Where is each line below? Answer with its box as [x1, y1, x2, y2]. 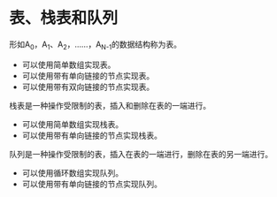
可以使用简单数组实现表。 [21, 59, 116, 70]
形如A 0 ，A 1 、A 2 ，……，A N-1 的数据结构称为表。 [9, 39, 181, 51]
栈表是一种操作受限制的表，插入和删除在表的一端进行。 [9, 100, 211, 110]
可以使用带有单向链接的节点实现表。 [21, 70, 155, 80]
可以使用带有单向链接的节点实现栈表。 [21, 130, 162, 140]
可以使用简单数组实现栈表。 [21, 118, 124, 129]
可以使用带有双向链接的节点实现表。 [21, 81, 155, 92]
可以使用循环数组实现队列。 [21, 167, 124, 178]
